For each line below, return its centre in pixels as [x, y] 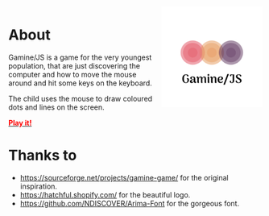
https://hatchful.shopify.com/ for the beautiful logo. [105, 194]
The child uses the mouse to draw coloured [81, 98]
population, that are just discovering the [74, 65]
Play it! [20, 123]
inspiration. [39, 186]
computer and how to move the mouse [72, 74]
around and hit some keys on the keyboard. [81, 83]
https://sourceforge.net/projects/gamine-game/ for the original [124, 177]
